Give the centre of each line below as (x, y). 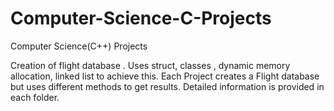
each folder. (35, 97)
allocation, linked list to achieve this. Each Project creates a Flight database (165, 76)
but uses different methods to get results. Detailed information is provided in (167, 86)
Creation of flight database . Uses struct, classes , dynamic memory (150, 65)
